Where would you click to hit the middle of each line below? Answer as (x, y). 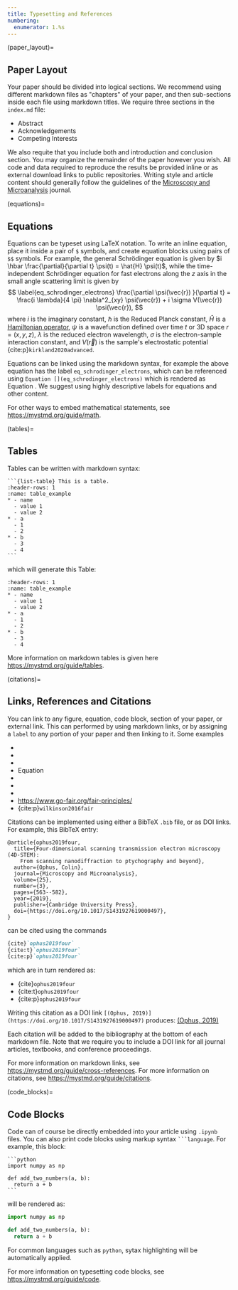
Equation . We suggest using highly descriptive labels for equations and (112, 386)
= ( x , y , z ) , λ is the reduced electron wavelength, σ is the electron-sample (114, 334)
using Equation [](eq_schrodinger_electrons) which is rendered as (107, 379)
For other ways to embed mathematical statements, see (89, 407)
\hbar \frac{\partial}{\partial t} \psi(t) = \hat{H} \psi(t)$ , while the (102, 266)
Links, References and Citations (79, 702)
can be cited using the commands (57, 930)
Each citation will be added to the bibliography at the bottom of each (108, 1034)
